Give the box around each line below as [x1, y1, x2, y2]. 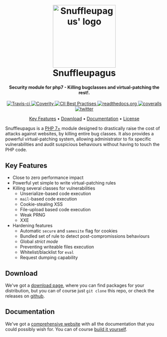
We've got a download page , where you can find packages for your [5, 282, 144, 288]
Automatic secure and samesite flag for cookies [20, 228, 118, 234]
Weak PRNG [20, 212, 46, 218]
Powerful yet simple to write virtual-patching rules [12, 180, 116, 186]
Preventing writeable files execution [20, 244, 94, 250]
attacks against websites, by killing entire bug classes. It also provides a [5, 131, 154, 137]
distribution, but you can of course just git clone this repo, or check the [5, 288, 154, 294]
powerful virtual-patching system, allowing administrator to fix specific [5, 136, 151, 142]
